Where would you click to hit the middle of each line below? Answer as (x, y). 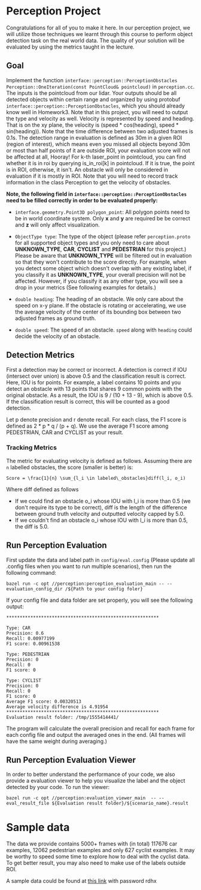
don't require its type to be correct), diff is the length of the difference (101, 507)
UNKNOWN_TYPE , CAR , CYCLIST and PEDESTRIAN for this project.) (100, 249)
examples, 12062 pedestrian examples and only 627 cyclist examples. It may (100, 850)
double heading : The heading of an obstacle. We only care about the (99, 299)
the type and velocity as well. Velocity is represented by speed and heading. (100, 118)
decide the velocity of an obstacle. (57, 336)
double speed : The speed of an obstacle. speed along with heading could (103, 330)
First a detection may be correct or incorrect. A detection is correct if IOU (97, 369)
